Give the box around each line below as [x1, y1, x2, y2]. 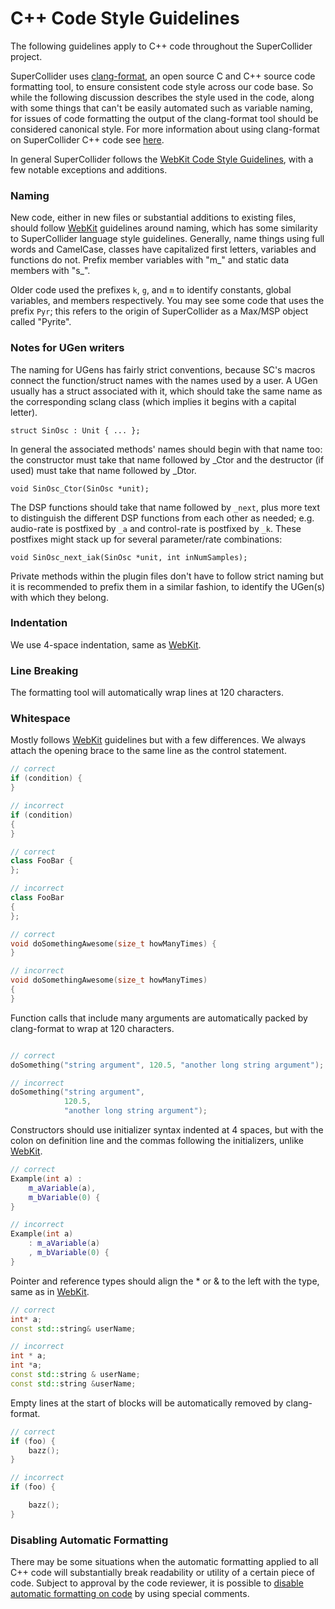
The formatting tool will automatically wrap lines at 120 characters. [10, 687, 284, 699]
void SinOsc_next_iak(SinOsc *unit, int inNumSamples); [10, 552, 248, 562]
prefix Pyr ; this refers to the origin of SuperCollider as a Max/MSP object [10, 305, 309, 317]
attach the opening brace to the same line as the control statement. [10, 745, 287, 757]
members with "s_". [10, 265, 91, 277]
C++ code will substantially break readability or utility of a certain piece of [10, 1567, 315, 1579]
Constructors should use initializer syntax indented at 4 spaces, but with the [10, 1124, 324, 1136]
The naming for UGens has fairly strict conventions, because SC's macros [10, 363, 316, 376]
